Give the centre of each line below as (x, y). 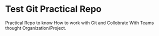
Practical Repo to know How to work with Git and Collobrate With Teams (79, 23)
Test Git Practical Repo (53, 9)
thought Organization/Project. (36, 28)
